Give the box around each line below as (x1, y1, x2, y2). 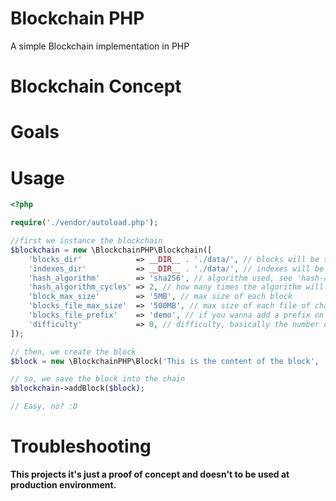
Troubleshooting (10, 435, 152, 458)
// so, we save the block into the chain (10, 374, 186, 384)
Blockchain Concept (10, 75, 182, 98)
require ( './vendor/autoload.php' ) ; (10, 218, 159, 228)
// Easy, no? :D (10, 402, 78, 412)
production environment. (10, 478, 117, 491)
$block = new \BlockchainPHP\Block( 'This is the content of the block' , (10, 356, 320, 366)
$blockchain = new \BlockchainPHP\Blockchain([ (10, 245, 213, 255)
